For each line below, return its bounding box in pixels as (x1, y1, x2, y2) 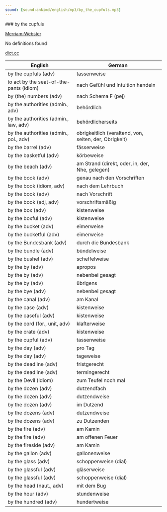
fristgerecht (76, 360, 104, 367)
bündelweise (76, 247, 107, 254)
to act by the (7, 78, 37, 85)
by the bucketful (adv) (7, 231, 60, 238)
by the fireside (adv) (7, 442, 56, 449)
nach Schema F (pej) (76, 93, 125, 100)
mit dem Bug (76, 482, 106, 489)
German (108, 62, 128, 69)
